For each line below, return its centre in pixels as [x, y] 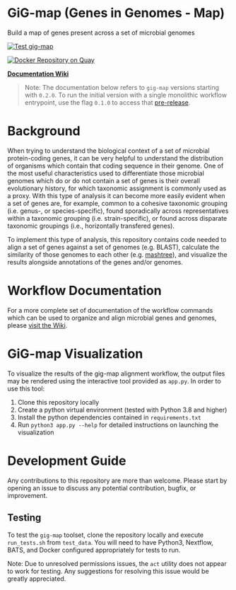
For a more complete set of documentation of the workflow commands [110, 310]
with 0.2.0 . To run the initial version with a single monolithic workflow [126, 95]
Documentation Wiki [38, 74]
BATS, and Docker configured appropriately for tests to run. [94, 550]
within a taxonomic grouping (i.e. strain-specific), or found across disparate [117, 218]
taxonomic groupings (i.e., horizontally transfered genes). [91, 226]
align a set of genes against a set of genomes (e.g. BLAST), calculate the [113, 247]
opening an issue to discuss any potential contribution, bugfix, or [102, 488]
